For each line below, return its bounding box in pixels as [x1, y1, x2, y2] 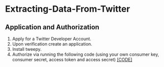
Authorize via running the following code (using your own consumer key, [12, 51, 160, 57]
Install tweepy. [12, 46, 42, 52]
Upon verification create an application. [12, 41, 92, 47]
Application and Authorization [5, 23, 100, 31]
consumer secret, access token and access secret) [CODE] [12, 57, 133, 62]
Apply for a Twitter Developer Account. [12, 36, 92, 42]
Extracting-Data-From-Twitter [5, 3, 130, 15]
